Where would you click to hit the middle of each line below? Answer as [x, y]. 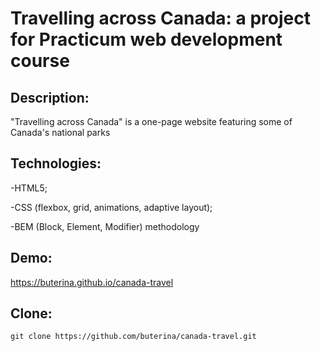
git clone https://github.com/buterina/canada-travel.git [133, 337]
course [40, 61]
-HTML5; [29, 188]
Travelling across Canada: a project [160, 18]
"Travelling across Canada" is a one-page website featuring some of [151, 121]
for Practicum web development [146, 39]
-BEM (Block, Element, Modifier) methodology [105, 226]
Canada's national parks [60, 132]
